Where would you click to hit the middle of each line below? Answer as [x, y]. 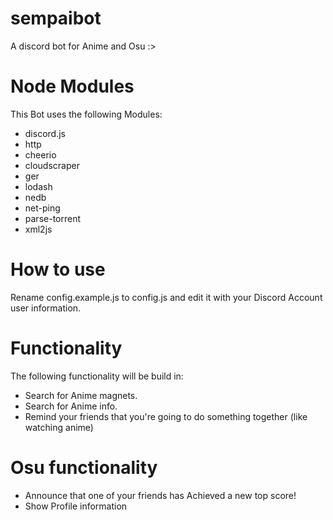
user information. [46, 308]
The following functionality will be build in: [97, 376]
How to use [58, 269]
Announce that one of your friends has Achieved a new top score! [160, 495]
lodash [38, 186]
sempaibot [56, 18]
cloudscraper [52, 165]
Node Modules [72, 86]
